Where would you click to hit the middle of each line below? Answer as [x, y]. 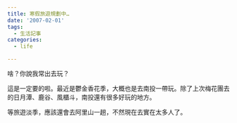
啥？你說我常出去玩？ [38, 73]
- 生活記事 [28, 33]
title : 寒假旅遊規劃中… [38, 14]
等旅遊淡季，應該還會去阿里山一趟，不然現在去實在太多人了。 [97, 112]
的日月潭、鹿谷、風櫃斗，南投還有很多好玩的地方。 [81, 97]
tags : [15, 27]
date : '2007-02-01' [36, 20]
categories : [25, 40]
